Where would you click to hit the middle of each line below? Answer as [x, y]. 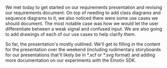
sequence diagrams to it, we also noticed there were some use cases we [82, 18]
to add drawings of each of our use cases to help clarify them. [71, 34]
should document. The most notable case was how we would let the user [82, 23]
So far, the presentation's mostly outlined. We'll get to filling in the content [83, 44]
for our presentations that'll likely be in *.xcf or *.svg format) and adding [80, 55]
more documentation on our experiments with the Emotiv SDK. [71, 60]
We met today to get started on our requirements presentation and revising [84, 7]
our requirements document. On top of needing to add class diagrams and [83, 13]
